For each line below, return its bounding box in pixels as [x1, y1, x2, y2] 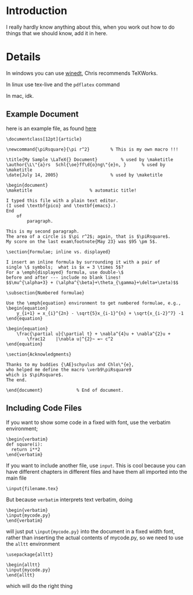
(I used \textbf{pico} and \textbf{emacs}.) [6, 203, 116, 208]
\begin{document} [6, 182, 48, 188]
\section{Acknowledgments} [6, 351, 72, 357]
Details [6, 50, 41, 64]
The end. [6, 377, 27, 383]
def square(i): [6, 441, 43, 447]
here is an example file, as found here [6, 125, 97, 132]
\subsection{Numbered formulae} [6, 290, 85, 296]
